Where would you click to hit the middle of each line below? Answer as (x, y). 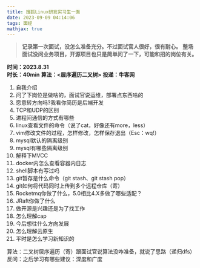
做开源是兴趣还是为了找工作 (50, 209)
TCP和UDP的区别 (37, 110)
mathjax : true (25, 29)
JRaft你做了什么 (35, 201)
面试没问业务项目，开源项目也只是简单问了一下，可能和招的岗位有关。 (109, 54)
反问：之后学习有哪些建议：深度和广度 (55, 259)
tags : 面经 (20, 23)
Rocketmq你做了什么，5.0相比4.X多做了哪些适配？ (79, 194)
